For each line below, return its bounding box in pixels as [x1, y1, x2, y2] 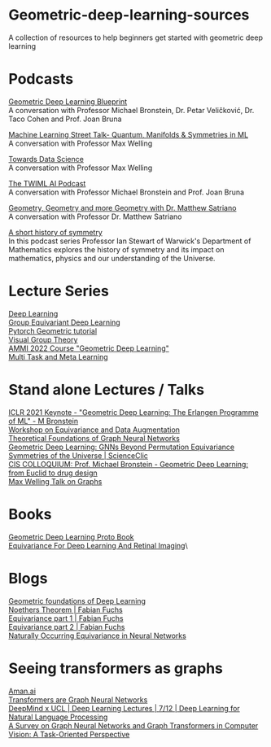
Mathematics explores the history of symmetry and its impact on [8, 244, 225, 254]
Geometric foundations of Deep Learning [8, 596, 146, 605]
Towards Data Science [8, 154, 84, 164]
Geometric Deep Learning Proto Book [8, 531, 134, 542]
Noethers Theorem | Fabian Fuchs [8, 605, 124, 614]
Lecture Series [8, 282, 110, 300]
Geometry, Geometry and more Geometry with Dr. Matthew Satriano [8, 203, 237, 212]
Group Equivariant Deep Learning [8, 317, 120, 327]
